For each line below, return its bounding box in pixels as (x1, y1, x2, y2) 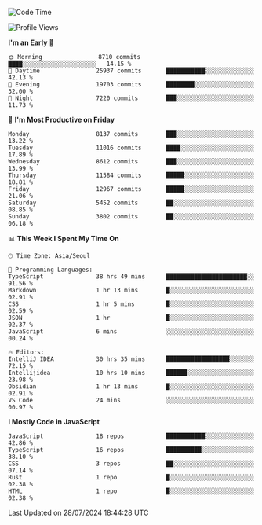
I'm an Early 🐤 (8, 38, 54, 47)
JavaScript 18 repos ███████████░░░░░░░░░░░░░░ (8, 432, 255, 440)
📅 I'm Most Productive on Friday (8, 115, 115, 124)
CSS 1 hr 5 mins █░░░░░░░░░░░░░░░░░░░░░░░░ (8, 300, 255, 308)
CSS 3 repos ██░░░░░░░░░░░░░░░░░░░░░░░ (8, 460, 255, 468)
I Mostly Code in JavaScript (8, 417, 100, 426)
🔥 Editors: (8, 348, 45, 356)
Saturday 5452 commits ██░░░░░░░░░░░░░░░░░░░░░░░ (8, 199, 255, 207)
